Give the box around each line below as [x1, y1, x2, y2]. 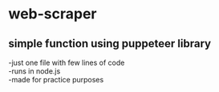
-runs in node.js [8, 66, 61, 76]
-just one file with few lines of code [8, 58, 125, 67]
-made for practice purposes [8, 75, 104, 84]
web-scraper [8, 5, 98, 23]
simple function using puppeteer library [8, 37, 211, 50]
